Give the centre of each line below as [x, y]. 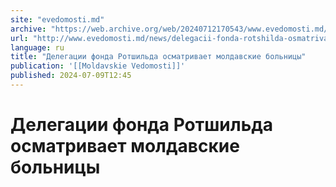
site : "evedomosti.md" [57, 19]
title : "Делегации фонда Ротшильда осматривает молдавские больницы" [158, 57]
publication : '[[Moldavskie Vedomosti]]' [98, 66]
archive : [28, 29]
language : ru [37, 47]
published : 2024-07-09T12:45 [71, 76]
